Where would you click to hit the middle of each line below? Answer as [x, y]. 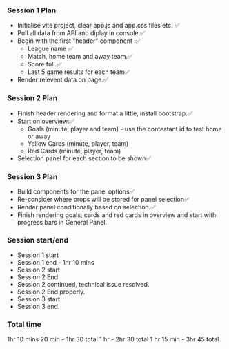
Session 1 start [38, 255]
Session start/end [38, 240]
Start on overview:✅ [46, 121]
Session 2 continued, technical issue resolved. [83, 285]
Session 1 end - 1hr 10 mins [56, 263]
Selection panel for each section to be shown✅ [84, 158]
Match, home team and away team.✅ [80, 57]
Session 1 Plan [32, 10]
